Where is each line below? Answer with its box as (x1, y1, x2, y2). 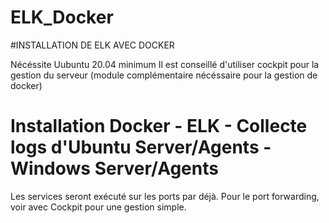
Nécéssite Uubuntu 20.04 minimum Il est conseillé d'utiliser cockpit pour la (10, 58, 320, 70)
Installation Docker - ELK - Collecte (10, 115, 308, 138)
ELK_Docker (10, 6, 114, 29)
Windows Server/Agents (10, 157, 219, 180)
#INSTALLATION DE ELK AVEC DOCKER (10, 39, 175, 51)
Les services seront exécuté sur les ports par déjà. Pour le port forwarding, (10, 190, 320, 202)
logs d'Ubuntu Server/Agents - (10, 136, 272, 159)
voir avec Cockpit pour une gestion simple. (10, 201, 187, 213)
